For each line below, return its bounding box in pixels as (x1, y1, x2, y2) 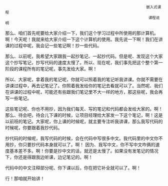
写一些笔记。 (5, 95, 31, 101)
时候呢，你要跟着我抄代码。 (5, 125, 62, 130)
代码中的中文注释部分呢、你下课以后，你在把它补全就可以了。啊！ (5, 165, 141, 170)
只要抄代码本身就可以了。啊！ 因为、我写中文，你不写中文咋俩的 (22, 142, 155, 147)
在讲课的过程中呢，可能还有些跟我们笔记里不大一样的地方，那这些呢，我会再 (5, 89, 163, 95)
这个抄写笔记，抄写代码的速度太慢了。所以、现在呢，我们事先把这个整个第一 (5, 60, 163, 65)
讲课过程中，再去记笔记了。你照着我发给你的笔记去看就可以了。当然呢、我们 (5, 83, 163, 89)
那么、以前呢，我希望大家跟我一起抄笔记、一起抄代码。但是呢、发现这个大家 (5, 53, 163, 59)
